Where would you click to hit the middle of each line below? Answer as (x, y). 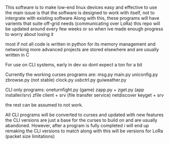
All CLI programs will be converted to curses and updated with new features (85, 115)
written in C (17, 55)
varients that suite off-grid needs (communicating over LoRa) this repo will (83, 23)
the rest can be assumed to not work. (44, 105)
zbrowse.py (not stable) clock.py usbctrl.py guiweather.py (66, 80)
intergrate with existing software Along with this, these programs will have (82, 18)
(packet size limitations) (30, 136)
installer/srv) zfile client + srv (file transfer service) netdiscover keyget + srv (85, 95)
